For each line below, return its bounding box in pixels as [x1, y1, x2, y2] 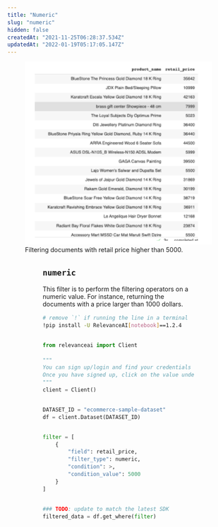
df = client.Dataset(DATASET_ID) [42, 413, 141, 420]
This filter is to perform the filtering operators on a [42, 285, 189, 293]
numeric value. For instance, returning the [42, 292, 164, 300]
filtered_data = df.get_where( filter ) [42, 513, 157, 520]
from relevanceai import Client [42, 341, 138, 349]
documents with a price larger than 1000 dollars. [42, 300, 183, 308]
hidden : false [7, 26, 49, 33]
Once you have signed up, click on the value [42, 372, 178, 379]
